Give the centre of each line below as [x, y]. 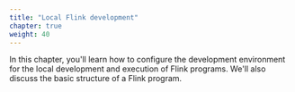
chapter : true [36, 26]
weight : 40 [30, 34]
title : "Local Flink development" [74, 17]
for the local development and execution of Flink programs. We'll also [138, 69]
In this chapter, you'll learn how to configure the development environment [147, 60]
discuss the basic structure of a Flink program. [96, 79]
